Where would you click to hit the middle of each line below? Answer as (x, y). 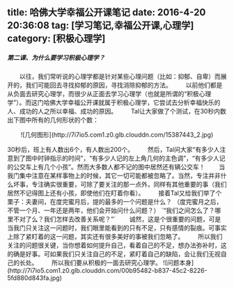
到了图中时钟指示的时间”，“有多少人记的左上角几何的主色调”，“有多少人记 (119, 158)
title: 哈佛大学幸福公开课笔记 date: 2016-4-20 (107, 13)
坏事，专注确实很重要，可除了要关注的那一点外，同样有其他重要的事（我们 (120, 185)
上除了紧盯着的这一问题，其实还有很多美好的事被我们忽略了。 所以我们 (115, 237)
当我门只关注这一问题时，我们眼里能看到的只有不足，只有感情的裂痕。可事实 (117, 228)
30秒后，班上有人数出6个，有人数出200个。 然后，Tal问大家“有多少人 (114, 150)
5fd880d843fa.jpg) (35, 278)
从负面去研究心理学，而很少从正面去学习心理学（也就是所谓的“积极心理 (109, 94)
